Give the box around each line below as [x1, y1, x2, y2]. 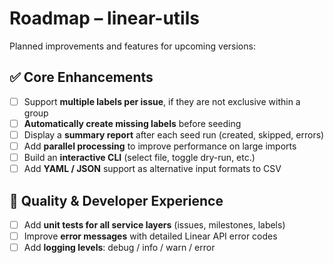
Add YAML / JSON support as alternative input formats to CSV [23, 163, 282, 175]
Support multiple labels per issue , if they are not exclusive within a [23, 95, 301, 107]
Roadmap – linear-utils [9, 7, 200, 30]
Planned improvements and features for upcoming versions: [9, 40, 256, 52]
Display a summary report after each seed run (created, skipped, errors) [23, 128, 325, 141]
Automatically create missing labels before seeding [23, 117, 242, 129]
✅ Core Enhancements [9, 69, 154, 86]
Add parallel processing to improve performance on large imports [23, 140, 297, 152]
